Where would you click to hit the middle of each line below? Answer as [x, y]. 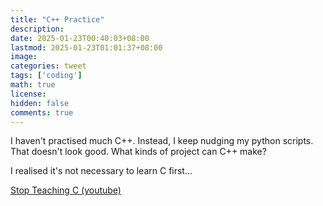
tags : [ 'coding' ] [46, 76]
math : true [33, 85]
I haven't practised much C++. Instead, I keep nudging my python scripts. [162, 141]
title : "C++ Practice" [57, 19]
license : [28, 94]
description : [37, 29]
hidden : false [40, 103]
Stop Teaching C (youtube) [66, 190]
